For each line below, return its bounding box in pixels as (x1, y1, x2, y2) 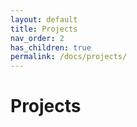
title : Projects (10, 24, 78, 34)
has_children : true (10, 42, 92, 53)
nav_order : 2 (10, 33, 65, 43)
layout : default (10, 14, 78, 25)
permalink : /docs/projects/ (10, 52, 128, 62)
